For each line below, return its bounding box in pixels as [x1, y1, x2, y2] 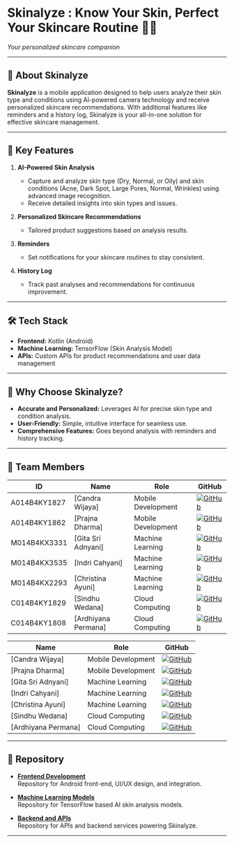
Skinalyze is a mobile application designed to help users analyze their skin [7, 88, 221, 96]
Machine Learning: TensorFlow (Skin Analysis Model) [17, 344, 173, 353]
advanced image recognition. [27, 191, 112, 200]
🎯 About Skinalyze [7, 70, 88, 82]
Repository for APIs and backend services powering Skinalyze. [17, 821, 198, 830]
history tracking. [17, 434, 65, 442]
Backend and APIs [17, 814, 72, 822]
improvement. [27, 288, 68, 296]
